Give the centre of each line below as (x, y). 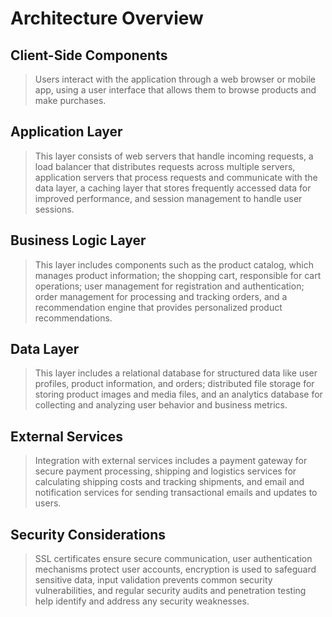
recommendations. (73, 318)
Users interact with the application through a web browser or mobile (175, 79)
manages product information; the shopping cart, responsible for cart (178, 275)
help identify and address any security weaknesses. (142, 601)
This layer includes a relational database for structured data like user (176, 373)
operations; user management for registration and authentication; (169, 286)
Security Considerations (88, 534)
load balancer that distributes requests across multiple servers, (165, 166)
